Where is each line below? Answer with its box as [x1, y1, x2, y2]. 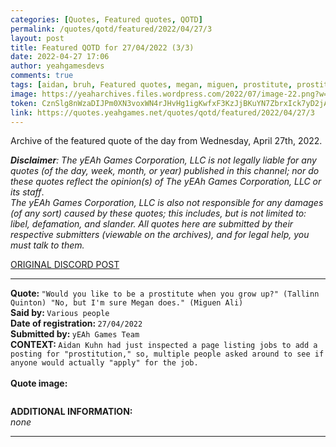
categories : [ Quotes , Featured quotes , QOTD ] [10, 14, 203, 25]
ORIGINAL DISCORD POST [10, 259, 120, 271]
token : [10, 98, 38, 108]
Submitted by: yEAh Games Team [10, 328, 140, 340]
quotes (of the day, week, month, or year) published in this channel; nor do [10, 165, 320, 177]
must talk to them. [10, 239, 85, 251]
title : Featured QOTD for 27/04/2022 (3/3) [10, 42, 195, 53]
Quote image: [10, 377, 68, 390]
